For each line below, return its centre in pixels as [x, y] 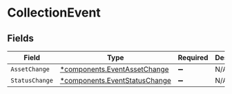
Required [193, 58]
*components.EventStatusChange [115, 81]
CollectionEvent [54, 13]
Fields [21, 38]
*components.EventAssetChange [114, 69]
